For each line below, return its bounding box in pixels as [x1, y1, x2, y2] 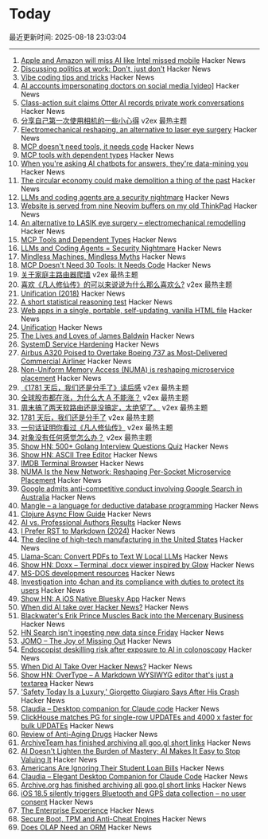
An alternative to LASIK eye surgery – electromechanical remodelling [20, 218, 246, 227]
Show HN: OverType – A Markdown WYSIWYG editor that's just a [20, 670, 234, 680]
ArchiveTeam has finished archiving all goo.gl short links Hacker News [20, 738, 251, 747]
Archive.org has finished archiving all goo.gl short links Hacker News [20, 780, 247, 790]
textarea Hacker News [20, 678, 94, 688]
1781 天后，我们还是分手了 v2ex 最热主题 [20, 412, 154, 422]
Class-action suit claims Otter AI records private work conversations [20, 97, 245, 108]
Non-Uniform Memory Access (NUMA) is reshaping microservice [20, 364, 235, 374]
